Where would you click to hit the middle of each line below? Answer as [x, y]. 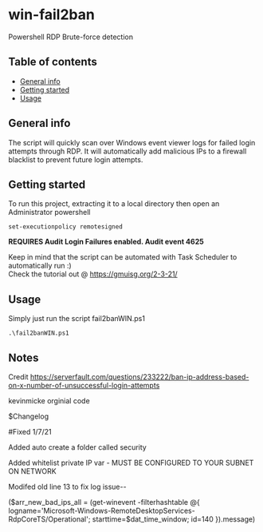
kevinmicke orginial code [49, 401]
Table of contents [53, 62]
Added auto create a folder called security [78, 447]
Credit [18, 377]
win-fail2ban [52, 15]
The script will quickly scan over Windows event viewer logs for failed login [132, 142]
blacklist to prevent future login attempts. [76, 159]
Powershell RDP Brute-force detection [71, 37]
